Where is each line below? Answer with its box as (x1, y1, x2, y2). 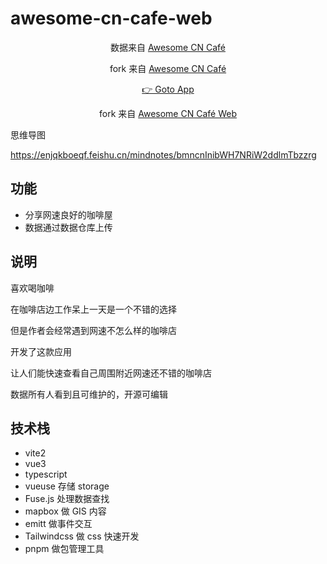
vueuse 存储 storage (24, 480, 110, 492)
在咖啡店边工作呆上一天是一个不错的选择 (10, 303, 177, 315)
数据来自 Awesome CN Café (110, 41, 226, 53)
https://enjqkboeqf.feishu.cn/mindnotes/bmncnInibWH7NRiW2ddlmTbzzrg (10, 148, 317, 161)
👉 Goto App (141, 83, 195, 95)
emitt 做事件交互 (24, 518, 93, 530)
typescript (24, 468, 68, 481)
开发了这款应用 (10, 345, 72, 357)
